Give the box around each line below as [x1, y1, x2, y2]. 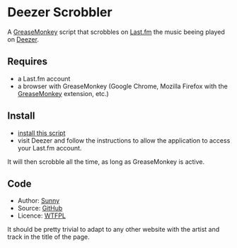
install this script [17, 129, 66, 137]
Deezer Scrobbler [7, 4, 112, 20]
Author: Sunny [17, 196, 60, 205]
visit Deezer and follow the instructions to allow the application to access [17, 136, 231, 145]
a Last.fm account [17, 74, 71, 83]
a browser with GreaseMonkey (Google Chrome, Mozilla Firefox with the [17, 82, 229, 90]
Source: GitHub [17, 204, 63, 213]
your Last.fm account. [17, 143, 82, 152]
